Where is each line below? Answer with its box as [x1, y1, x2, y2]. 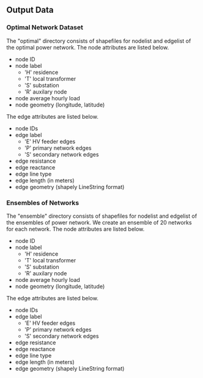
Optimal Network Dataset [6, 23, 84, 32]
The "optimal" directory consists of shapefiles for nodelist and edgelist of [6, 37, 191, 45]
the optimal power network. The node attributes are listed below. [6, 43, 169, 51]
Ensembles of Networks [6, 198, 79, 207]
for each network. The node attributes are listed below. [6, 225, 145, 232]
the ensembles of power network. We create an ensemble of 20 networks [6, 218, 192, 226]
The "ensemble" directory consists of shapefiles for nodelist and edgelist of [6, 212, 197, 220]
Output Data [6, 5, 54, 15]
